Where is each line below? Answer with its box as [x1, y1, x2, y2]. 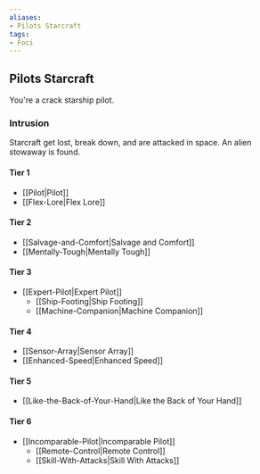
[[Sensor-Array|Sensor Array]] [21, 345, 134, 357]
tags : [9, 29, 29, 38]
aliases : [9, 12, 42, 22]
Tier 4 [9, 326, 32, 337]
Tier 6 [9, 416, 32, 427]
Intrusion [9, 117, 50, 129]
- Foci [9, 37, 34, 47]
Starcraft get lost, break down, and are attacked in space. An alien [9, 137, 252, 148]
